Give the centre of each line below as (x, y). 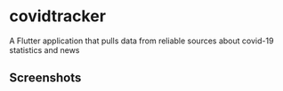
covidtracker (58, 16)
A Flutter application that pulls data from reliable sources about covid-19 (141, 41)
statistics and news (44, 49)
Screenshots (45, 78)
